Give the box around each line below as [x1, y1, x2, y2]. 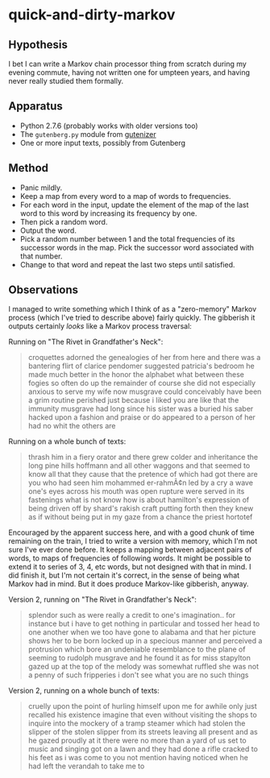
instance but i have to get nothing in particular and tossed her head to [27, 619, 260, 629]
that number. [19, 251, 63, 261]
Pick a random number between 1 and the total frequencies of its [19, 234, 235, 243]
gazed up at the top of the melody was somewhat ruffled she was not [27, 662, 260, 672]
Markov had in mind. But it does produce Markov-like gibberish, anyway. [8, 579, 249, 589]
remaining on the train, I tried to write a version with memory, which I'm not [8, 536, 258, 546]
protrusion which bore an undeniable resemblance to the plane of [27, 644, 246, 654]
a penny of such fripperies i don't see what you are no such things [27, 670, 249, 680]
